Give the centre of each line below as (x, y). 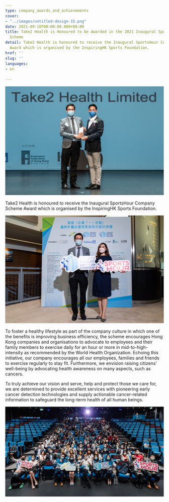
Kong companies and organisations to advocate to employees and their (79, 342)
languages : (17, 64)
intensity (14, 352)
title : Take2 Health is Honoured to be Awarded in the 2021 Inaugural (81, 32)
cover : (12, 16)
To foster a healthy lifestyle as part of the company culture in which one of (82, 331)
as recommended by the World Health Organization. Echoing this (91, 352)
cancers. (14, 374)
